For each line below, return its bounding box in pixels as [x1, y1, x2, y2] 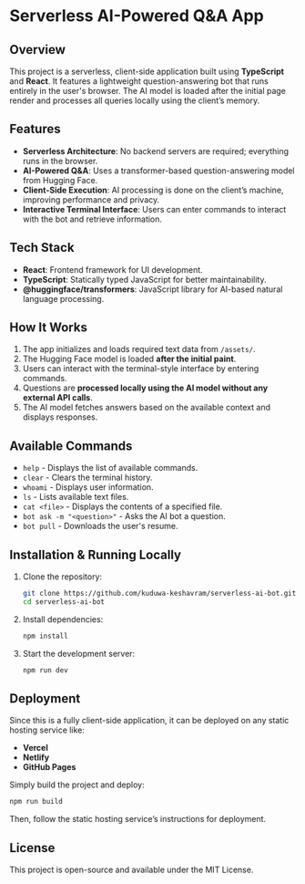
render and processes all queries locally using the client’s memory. [9, 95, 260, 106]
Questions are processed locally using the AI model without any [22, 382, 269, 393]
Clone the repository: [22, 571, 103, 582]
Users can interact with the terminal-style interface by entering [22, 363, 259, 374]
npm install [22, 631, 68, 640]
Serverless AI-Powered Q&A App [9, 5, 264, 26]
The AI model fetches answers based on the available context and [22, 402, 271, 413]
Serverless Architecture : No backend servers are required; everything [22, 145, 290, 156]
